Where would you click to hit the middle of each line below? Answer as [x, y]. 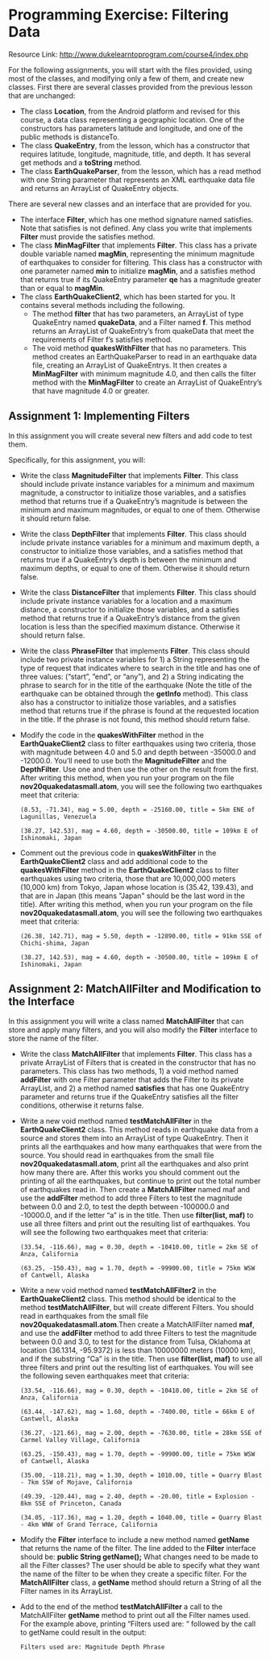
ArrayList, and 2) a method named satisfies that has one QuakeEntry [135, 1088]
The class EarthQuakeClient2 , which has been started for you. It [128, 297]
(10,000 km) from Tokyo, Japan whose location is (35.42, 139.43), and [137, 887]
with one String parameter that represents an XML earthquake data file [137, 180]
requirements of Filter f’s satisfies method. [102, 339]
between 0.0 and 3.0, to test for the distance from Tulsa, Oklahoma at [135, 1341]
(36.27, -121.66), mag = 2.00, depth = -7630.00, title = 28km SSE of [141, 1432]
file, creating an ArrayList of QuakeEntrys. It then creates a [129, 365]
